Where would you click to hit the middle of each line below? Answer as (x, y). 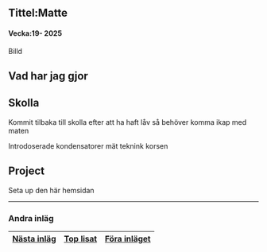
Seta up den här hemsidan (51, 190)
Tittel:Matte (38, 13)
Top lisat (81, 238)
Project (27, 171)
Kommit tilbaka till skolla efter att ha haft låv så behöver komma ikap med (128, 122)
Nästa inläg (34, 238)
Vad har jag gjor (48, 76)
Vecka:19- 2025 (35, 33)
